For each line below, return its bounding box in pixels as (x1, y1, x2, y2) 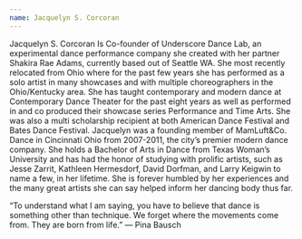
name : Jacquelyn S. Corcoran (9, 13, 120, 23)
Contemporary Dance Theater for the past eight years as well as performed (9, 96, 292, 107)
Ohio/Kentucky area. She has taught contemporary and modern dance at (9, 86, 282, 97)
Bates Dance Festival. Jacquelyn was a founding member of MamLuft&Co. (9, 124, 287, 136)
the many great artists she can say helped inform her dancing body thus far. (9, 182, 293, 193)
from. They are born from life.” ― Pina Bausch (9, 219, 181, 230)
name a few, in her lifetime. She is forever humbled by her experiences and (9, 173, 289, 184)
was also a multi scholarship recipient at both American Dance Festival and (9, 115, 290, 126)
